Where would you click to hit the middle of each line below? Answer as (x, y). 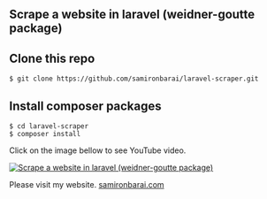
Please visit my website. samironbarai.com (87, 185)
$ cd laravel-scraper (49, 126)
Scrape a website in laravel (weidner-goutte (132, 15)
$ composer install (45, 134)
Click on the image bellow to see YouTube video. (98, 150)
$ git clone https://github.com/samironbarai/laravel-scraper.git (134, 79)
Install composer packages (85, 106)
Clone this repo (52, 58)
